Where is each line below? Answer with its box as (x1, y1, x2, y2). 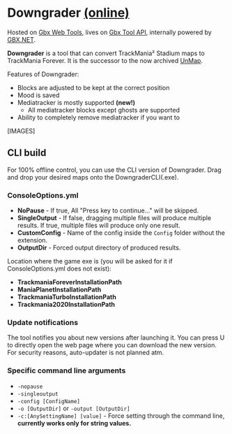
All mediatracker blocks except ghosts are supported (27, 106, 180, 114)
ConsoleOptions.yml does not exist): (7, 264, 111, 273)
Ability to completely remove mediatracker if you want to (17, 113, 180, 122)
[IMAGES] (7, 126, 36, 135)
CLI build (7, 147, 47, 159)
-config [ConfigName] (17, 398, 80, 405)
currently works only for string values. (17, 419, 132, 427)
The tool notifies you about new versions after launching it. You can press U (7, 333, 225, 342)
